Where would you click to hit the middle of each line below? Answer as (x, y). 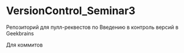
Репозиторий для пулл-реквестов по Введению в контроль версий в (92, 27)
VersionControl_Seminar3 (71, 11)
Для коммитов (24, 45)
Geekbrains (20, 33)
